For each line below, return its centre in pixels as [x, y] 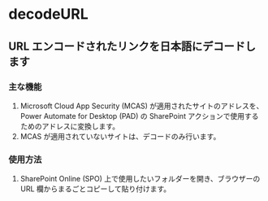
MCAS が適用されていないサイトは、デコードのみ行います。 [120, 136]
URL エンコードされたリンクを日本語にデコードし [132, 46]
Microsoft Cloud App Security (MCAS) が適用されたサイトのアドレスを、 [142, 106]
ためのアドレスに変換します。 [70, 126]
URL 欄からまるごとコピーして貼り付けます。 [95, 189]
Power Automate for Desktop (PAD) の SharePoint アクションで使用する [139, 116]
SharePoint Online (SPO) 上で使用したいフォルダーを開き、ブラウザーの [140, 179]
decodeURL [49, 14]
